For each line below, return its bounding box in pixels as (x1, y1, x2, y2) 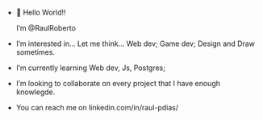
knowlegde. (15, 87, 56, 97)
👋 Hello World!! (15, 8, 66, 17)
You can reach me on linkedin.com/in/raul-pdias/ (15, 103, 179, 112)
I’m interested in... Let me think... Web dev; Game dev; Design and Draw (15, 39, 256, 48)
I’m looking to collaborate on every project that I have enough (15, 79, 220, 88)
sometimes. (15, 48, 55, 56)
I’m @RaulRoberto (15, 23, 77, 32)
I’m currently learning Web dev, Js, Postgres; (15, 63, 165, 72)
